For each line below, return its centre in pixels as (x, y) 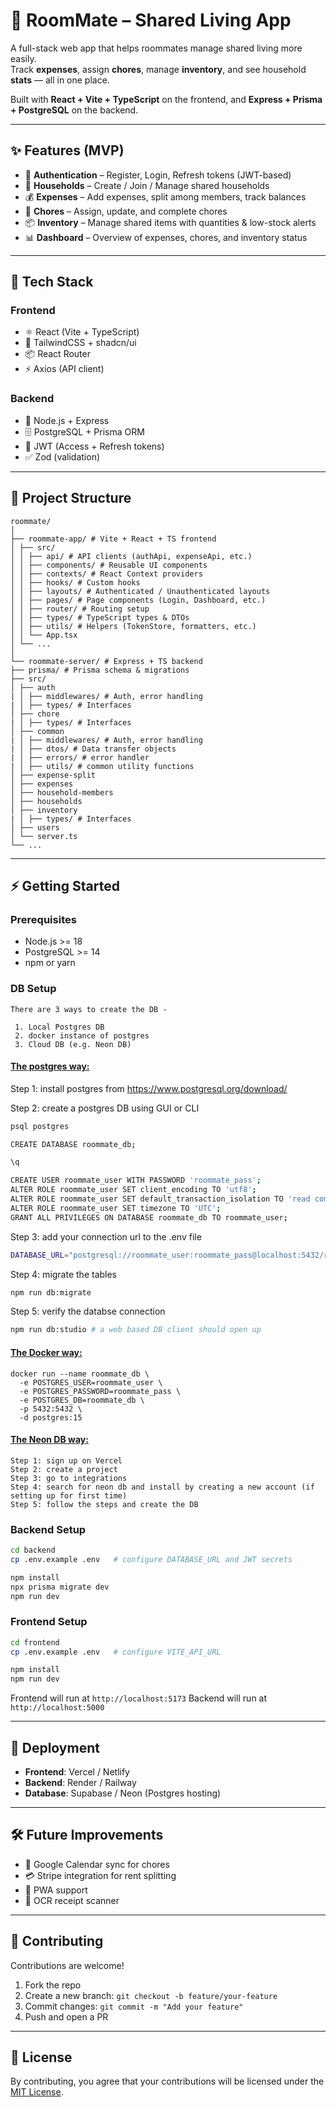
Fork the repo (53, 1985)
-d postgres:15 (51, 1417)
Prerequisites (43, 919)
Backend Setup (48, 1529)
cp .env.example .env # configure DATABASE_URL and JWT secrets (151, 1559)
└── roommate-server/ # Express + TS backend (106, 661)
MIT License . (37, 2092)
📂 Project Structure (71, 498)
